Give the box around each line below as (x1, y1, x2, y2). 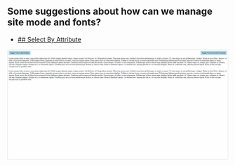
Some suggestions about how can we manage (7, 6, 213, 18)
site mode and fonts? (7, 17, 102, 29)
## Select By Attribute (17, 35, 82, 43)
